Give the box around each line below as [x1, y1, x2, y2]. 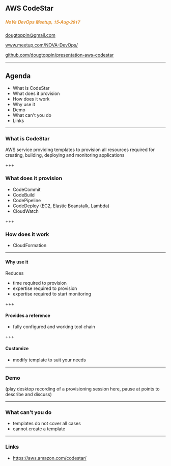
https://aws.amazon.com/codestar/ [12, 455, 87, 461]
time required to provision [12, 280, 67, 286]
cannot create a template [12, 426, 66, 432]
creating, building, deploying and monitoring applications [5, 152, 125, 158]
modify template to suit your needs [12, 357, 87, 363]
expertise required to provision [12, 285, 77, 291]
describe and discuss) [5, 391, 52, 397]
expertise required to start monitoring [12, 291, 92, 297]
